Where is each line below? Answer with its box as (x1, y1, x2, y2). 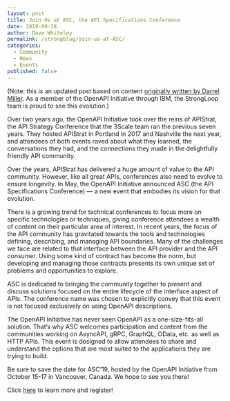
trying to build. (7, 351, 49, 360)
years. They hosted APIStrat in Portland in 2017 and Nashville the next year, (7, 129, 222, 138)
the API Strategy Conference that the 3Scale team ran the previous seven (7, 122, 216, 130)
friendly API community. (7, 151, 76, 159)
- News (13, 55, 32, 62)
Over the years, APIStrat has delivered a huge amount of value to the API (7, 165, 214, 173)
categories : (7, 42, 41, 49)
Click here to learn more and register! (7, 386, 114, 394)
